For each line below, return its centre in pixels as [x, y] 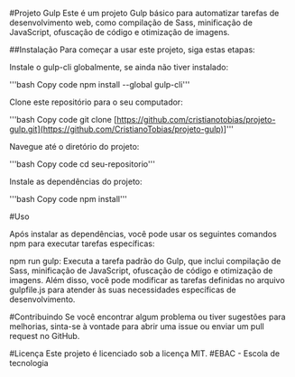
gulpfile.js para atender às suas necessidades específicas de [123, 290]
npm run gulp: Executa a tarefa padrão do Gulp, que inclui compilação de [145, 261]
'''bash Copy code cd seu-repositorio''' [83, 164]
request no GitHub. [45, 336]
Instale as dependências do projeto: [76, 181]
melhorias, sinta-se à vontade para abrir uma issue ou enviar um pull [137, 326]
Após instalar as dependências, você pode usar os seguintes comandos [143, 234]
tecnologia [29, 363]
